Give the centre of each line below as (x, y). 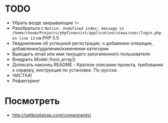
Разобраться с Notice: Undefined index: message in (68, 28)
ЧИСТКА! (22, 75)
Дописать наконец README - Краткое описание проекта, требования (88, 65)
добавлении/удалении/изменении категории (60, 48)
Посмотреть (32, 101)
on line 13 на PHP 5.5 (35, 38)
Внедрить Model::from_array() (44, 59)
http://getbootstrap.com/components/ (51, 115)
